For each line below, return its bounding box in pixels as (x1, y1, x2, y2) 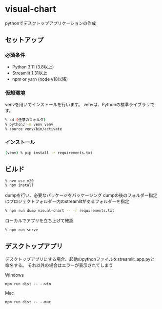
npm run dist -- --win (5, 281, 51, 287)
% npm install (5, 183, 34, 188)
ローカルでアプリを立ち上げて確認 (5, 218, 74, 223)
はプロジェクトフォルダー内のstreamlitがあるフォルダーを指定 (5, 199, 129, 204)
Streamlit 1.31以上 (12, 70, 47, 76)
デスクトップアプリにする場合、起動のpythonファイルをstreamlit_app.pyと (5, 256, 155, 262)
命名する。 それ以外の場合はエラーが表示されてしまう (5, 262, 113, 268)
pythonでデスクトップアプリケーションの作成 (5, 20, 96, 26)
